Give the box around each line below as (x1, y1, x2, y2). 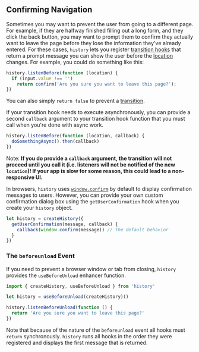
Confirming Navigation (6, 5, 93, 15)
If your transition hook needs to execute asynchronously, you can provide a (6, 109, 191, 116)
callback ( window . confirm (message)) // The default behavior (17, 227, 169, 232)
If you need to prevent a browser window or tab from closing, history (6, 265, 176, 272)
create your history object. (6, 204, 73, 211)
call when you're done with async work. (6, 121, 104, 128)
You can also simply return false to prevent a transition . (6, 98, 146, 105)
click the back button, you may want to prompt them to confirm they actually (6, 33, 194, 40)
